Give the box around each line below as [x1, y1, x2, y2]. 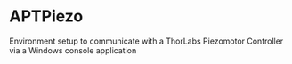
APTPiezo [9, 6, 84, 27]
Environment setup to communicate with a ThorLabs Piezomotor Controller [9, 36, 284, 46]
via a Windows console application [9, 44, 137, 55]
